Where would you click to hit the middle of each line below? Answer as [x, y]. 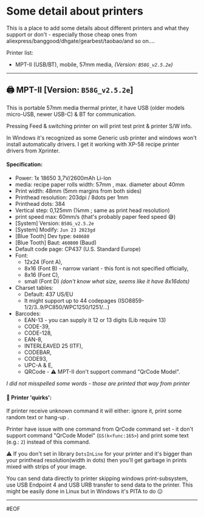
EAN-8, [33, 339]
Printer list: [20, 52]
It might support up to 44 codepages [70, 300]
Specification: [25, 165]
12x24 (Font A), [43, 262]
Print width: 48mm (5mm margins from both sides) [78, 191]
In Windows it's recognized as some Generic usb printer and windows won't [102, 137]
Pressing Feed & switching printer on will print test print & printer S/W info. [99, 126]
